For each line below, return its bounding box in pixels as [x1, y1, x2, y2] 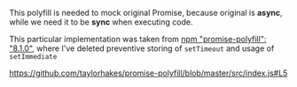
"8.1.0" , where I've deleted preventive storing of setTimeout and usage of [9, 43, 275, 54]
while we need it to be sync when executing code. [9, 17, 193, 27]
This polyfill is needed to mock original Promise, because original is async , [9, 8, 283, 18]
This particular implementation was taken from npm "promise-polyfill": [9, 34, 267, 44]
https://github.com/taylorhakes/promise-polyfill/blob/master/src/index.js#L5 [9, 68, 288, 78]
